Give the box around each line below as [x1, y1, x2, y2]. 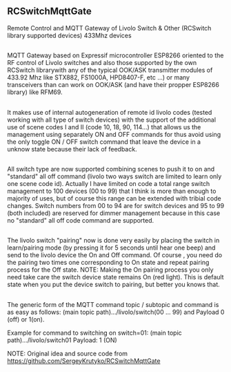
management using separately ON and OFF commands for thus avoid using [7, 130, 221, 138]
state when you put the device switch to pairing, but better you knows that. [7, 280, 221, 289]
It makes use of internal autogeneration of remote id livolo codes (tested [7, 108, 212, 116]
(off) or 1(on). [7, 315, 45, 324]
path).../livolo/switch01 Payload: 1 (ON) [7, 335, 117, 344]
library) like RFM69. [7, 88, 63, 96]
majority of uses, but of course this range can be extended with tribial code [7, 194, 222, 203]
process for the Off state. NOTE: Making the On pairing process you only [7, 266, 214, 274]
